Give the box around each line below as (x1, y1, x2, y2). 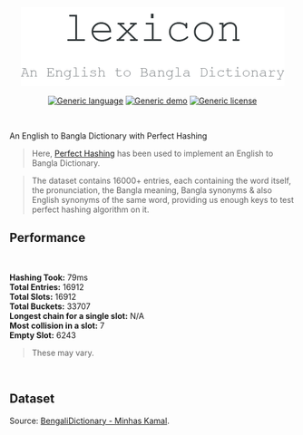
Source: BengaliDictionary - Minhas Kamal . (9, 415, 170, 426)
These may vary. (31, 347, 94, 358)
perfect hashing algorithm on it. (31, 204, 150, 215)
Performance (9, 230, 86, 246)
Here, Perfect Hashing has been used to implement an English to (31, 148, 274, 159)
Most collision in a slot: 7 (9, 320, 105, 331)
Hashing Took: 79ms (9, 272, 89, 283)
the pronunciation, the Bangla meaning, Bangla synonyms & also (31, 185, 272, 196)
